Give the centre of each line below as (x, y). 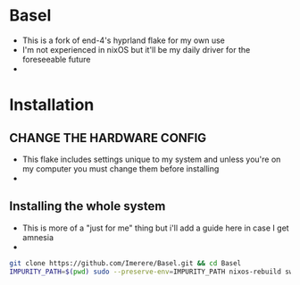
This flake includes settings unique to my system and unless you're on (151, 159)
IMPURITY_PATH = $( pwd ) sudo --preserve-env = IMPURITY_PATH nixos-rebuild (145, 272)
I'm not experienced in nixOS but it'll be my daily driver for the (136, 49)
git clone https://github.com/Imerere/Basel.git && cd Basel (125, 263)
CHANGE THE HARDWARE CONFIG (108, 138)
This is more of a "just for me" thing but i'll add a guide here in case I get (155, 228)
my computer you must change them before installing (121, 168)
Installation (52, 105)
